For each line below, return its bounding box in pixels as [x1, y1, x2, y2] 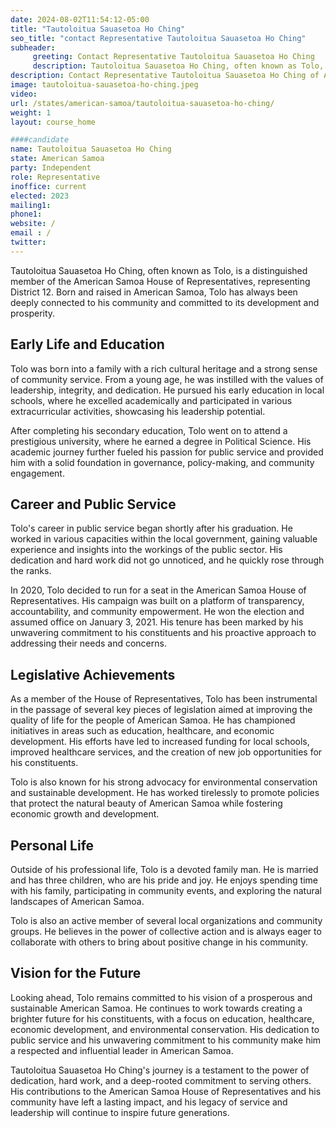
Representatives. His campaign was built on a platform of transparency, [10, 595, 305, 607]
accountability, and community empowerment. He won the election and [10, 606, 305, 618]
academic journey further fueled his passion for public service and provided [10, 446, 324, 458]
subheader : [10, 42, 56, 53]
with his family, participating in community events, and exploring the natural [10, 885, 322, 896]
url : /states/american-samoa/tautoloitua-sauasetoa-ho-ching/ [10, 98, 275, 108]
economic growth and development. [10, 808, 160, 820]
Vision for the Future [10, 965, 142, 982]
